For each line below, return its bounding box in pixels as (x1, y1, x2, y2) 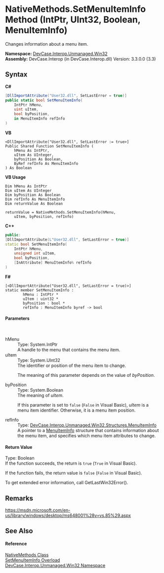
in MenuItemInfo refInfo (14, 116, 65, 121)
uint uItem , (14, 107, 39, 112)
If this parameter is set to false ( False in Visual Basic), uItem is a (17, 402, 149, 408)
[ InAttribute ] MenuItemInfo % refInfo (14, 260, 92, 265)
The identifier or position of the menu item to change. (17, 362, 126, 368)
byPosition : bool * (23, 300, 65, 306)
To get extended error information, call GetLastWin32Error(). (5, 480, 128, 486)
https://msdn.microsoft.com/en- (5, 507, 71, 513)
